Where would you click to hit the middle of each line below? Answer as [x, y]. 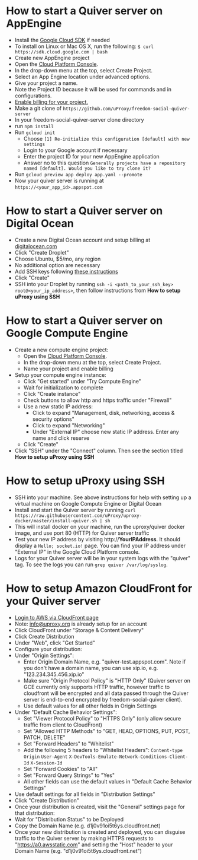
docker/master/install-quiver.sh [56, 521]
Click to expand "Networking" [69, 425]
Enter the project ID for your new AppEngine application [91, 156]
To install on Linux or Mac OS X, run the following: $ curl [84, 46]
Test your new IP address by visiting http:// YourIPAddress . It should [98, 539]
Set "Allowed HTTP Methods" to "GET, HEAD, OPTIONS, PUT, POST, [107, 731]
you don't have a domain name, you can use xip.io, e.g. [91, 668]
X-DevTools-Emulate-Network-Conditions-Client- [129, 757]
